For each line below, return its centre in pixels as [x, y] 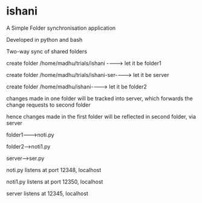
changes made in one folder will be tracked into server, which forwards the [99, 98]
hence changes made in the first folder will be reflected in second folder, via [101, 116]
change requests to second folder [48, 105]
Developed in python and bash [44, 39]
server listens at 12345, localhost [47, 193]
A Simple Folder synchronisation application [61, 28]
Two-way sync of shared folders [47, 51]
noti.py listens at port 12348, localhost [54, 170]
